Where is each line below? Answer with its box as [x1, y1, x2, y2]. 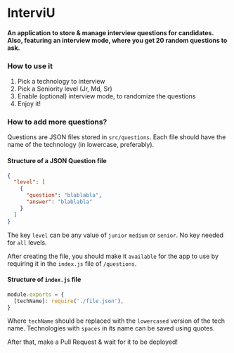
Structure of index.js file [7, 276, 82, 284]
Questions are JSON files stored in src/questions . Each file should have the [7, 133, 226, 141]
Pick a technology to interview [17, 77, 105, 86]
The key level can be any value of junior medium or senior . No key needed [7, 231, 223, 239]
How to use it [7, 61, 53, 71]
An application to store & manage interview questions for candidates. [7, 28, 214, 37]
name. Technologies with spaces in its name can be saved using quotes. [7, 324, 215, 333]
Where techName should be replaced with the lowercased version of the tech [7, 316, 226, 325]
